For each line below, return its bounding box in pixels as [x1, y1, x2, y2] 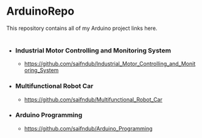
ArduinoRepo [6, 4, 75, 18]
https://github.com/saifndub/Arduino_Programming [24, 125, 153, 132]
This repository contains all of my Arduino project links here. [6, 24, 158, 32]
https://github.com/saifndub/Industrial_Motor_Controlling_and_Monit [24, 60, 196, 68]
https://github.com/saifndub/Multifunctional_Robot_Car [24, 96, 163, 103]
